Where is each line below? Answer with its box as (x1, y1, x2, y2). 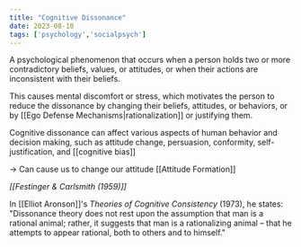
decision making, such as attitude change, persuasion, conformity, (9, 137, 256, 148)
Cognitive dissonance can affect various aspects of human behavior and (9, 128, 279, 138)
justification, (9, 146, 56, 157)
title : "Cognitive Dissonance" (9, 13, 127, 22)
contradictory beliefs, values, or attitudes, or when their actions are (9, 64, 259, 75)
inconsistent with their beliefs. (9, 74, 121, 84)
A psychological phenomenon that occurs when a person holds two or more (9, 55, 291, 66)
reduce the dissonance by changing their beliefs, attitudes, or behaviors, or (9, 101, 288, 111)
